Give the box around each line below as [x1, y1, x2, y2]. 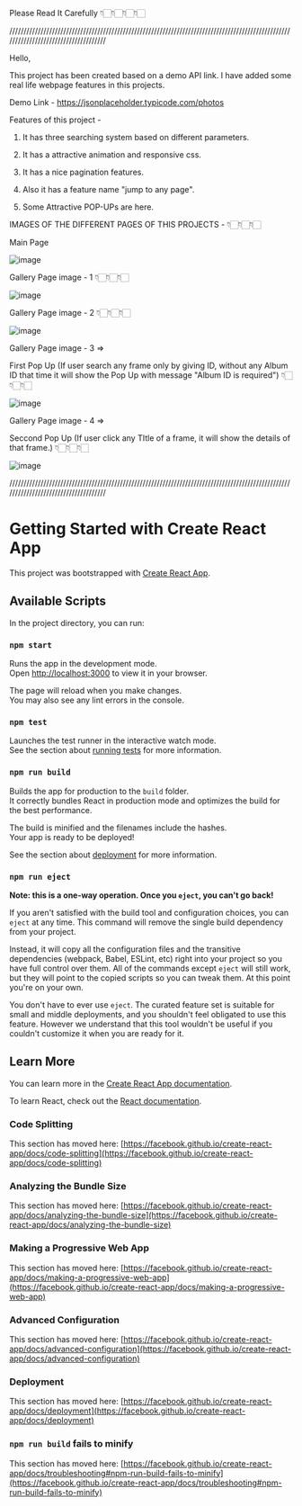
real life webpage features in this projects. [9, 80, 165, 90]
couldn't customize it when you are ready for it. [9, 1027, 184, 1038]
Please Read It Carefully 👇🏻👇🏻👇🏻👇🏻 [9, 8, 146, 18]
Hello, [9, 53, 31, 63]
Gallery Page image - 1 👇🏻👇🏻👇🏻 [9, 272, 129, 282]
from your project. [9, 926, 76, 937]
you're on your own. [9, 982, 84, 992]
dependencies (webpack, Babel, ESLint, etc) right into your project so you [9, 953, 283, 964]
